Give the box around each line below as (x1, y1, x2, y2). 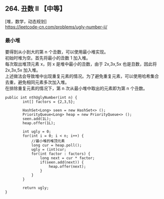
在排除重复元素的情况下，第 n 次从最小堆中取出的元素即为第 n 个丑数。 (5, 86, 148, 91)
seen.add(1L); (22, 116, 51, 122)
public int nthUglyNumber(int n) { (5, 95, 78, 100)
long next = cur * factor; (40, 156, 95, 161)
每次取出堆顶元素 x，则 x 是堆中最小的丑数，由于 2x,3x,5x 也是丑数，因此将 (5, 61, 157, 67)
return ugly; (22, 185, 49, 191)
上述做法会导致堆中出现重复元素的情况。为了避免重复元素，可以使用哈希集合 (5, 73, 159, 79)
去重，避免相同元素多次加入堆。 (5, 79, 69, 85)
